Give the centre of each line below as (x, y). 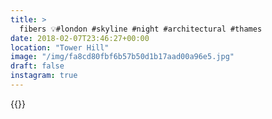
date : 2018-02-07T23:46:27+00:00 (80, 38)
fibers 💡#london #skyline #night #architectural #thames (141, 29)
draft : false (37, 66)
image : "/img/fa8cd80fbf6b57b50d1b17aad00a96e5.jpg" (122, 57)
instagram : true (44, 76)
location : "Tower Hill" (60, 47)
